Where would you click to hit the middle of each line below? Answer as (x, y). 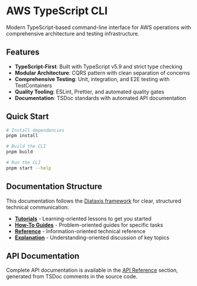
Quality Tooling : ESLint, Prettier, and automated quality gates (89, 91)
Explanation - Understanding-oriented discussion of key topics (92, 237)
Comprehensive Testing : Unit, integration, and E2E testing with (92, 79)
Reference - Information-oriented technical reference (80, 231)
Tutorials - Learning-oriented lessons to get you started (83, 218)
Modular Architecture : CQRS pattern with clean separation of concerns (102, 73)
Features (23, 52)
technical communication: (38, 207)
